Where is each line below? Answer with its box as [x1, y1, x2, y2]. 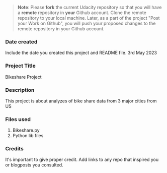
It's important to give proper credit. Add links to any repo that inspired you [5, 156, 159, 163]
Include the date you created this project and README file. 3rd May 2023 [5, 50, 157, 56]
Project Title [5, 63, 36, 70]
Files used [5, 116, 31, 123]
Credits [5, 145, 24, 152]
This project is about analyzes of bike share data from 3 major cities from [5, 98, 157, 104]
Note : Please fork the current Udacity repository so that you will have [17, 5, 162, 10]
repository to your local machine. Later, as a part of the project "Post [17, 15, 160, 21]
